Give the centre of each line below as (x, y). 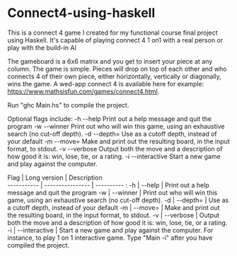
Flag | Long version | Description (55, 178)
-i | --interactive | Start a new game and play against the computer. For (110, 230)
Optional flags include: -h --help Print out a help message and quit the (110, 119)
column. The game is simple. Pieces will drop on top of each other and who (117, 69)
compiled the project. (38, 245)
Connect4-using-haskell (81, 13)
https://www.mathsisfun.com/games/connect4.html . (83, 91)
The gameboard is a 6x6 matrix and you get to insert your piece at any (110, 61)
